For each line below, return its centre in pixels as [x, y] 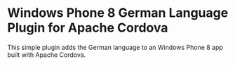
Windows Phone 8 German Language [118, 13]
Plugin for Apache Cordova [88, 28]
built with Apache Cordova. [47, 55]
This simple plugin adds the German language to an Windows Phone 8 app [115, 47]
